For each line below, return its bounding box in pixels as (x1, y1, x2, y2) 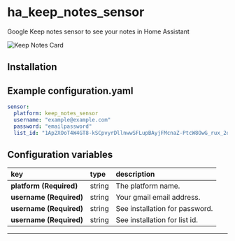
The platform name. (115, 181, 180, 191)
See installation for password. (115, 204, 213, 214)
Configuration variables (7, 148, 113, 161)
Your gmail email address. (115, 193, 201, 203)
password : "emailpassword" (13, 123, 92, 130)
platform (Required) (10, 181, 78, 191)
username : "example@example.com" (13, 116, 111, 123)
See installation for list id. (115, 215, 198, 225)
